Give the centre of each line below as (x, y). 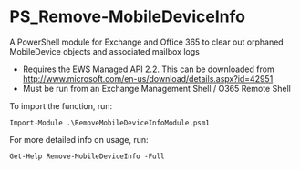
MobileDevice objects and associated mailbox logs (105, 51)
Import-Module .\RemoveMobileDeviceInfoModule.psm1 (109, 123)
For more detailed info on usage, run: (79, 139)
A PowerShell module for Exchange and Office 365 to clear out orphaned (147, 42)
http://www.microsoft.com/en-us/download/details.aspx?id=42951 (148, 78)
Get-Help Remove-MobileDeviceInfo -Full (88, 156)
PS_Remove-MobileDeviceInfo (128, 17)
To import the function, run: (61, 105)
